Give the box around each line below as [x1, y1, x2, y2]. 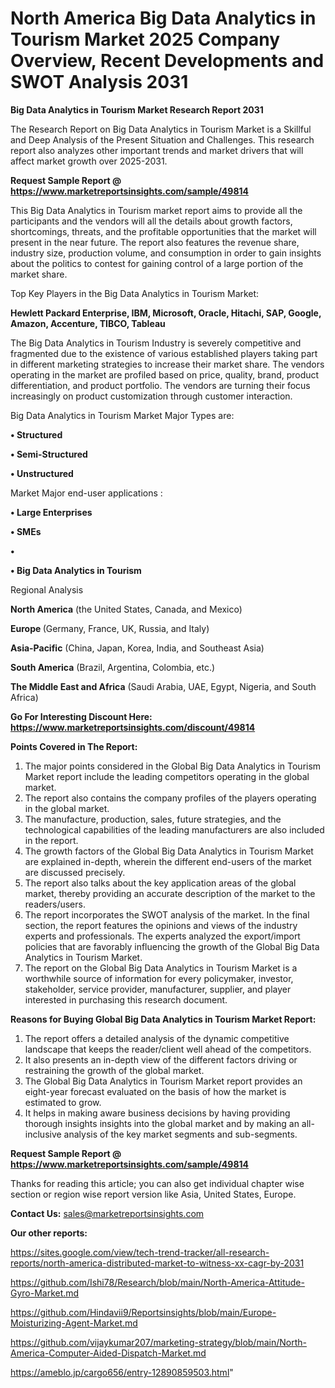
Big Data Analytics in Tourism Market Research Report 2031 [10, 103, 264, 116]
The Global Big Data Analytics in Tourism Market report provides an [24, 1075, 303, 1087]
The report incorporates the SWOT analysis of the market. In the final [24, 908, 310, 921]
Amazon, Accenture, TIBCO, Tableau [10, 317, 166, 329]
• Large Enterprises [10, 506, 93, 518]
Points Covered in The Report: [10, 740, 138, 752]
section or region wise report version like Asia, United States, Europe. [10, 1188, 297, 1200]
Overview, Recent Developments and [10, 50, 325, 72]
